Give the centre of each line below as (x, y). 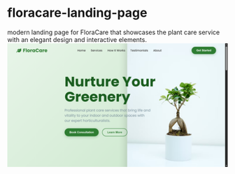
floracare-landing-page (77, 13)
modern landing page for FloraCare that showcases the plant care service (114, 32)
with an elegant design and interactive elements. (77, 39)
